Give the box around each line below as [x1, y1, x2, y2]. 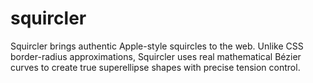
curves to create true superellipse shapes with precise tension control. [10, 61, 301, 73]
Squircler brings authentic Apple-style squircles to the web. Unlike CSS [10, 40, 304, 52]
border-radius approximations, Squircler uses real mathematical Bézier [10, 50, 302, 62]
